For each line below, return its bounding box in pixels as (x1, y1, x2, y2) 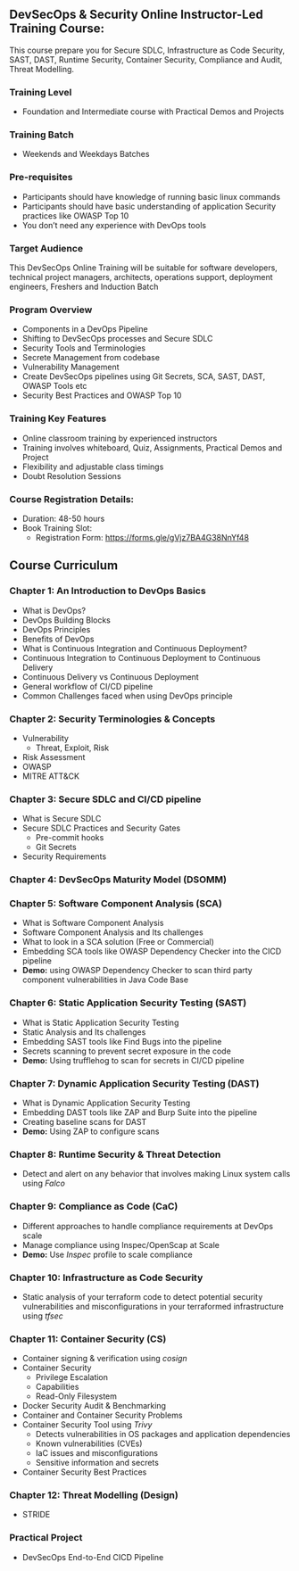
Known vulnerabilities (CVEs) (35, 1438, 143, 1449)
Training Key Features (9, 412, 107, 425)
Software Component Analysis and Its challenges (21, 927, 203, 938)
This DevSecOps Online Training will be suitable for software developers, (9, 262, 278, 273)
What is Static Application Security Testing (21, 1017, 179, 1028)
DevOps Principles (21, 624, 91, 634)
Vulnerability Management (21, 361, 120, 373)
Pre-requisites (9, 171, 73, 184)
